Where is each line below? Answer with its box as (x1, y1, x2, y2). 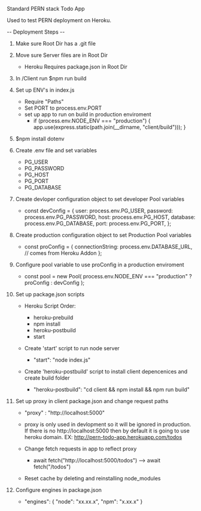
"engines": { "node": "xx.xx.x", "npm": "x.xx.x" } (24, 498, 143, 505)
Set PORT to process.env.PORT (24, 104, 102, 112)
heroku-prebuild (33, 314, 74, 321)
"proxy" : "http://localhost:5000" (24, 409, 105, 416)
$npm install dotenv (15, 135, 65, 142)
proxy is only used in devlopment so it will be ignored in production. (24, 421, 191, 428)
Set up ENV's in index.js (15, 86, 75, 94)
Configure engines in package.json (15, 486, 102, 494)
